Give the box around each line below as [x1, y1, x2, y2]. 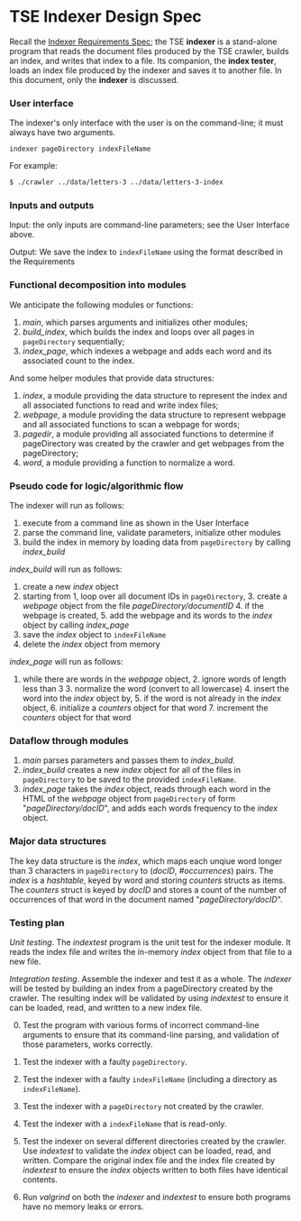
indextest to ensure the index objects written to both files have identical [22, 1164, 288, 1175]
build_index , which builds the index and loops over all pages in [22, 326, 255, 337]
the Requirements [9, 256, 75, 267]
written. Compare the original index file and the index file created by [22, 1154, 276, 1165]
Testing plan [9, 916, 65, 929]
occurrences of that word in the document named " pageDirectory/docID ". [9, 894, 283, 904]
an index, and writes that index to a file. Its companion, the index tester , [9, 55, 277, 66]
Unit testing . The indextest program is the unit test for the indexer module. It [9, 936, 291, 948]
